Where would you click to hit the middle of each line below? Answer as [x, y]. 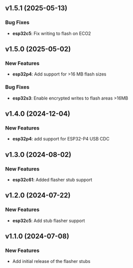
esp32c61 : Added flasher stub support [52, 180]
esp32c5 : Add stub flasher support [49, 220]
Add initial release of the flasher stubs [51, 261]
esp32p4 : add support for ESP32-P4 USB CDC [61, 139]
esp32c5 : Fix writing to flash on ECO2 [52, 33]
